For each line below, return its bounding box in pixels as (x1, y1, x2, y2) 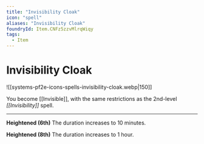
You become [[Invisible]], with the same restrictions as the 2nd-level (6, 95, 177, 102)
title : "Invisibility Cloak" (6, 9, 80, 15)
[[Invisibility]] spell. (6, 101, 54, 109)
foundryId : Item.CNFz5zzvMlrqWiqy (6, 26, 94, 32)
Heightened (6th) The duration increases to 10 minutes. (6, 119, 146, 126)
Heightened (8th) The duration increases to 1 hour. (6, 131, 134, 138)
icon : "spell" (6, 15, 42, 21)
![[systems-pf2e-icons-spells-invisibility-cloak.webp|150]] (6, 83, 152, 91)
